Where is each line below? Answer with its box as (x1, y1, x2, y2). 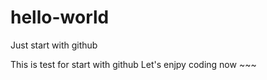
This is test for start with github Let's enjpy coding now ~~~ (10, 58, 257, 70)
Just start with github (10, 39, 98, 51)
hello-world (10, 6, 110, 29)
